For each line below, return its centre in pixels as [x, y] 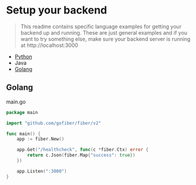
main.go [16, 102]
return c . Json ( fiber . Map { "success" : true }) [81, 155]
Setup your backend [57, 10]
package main [22, 112]
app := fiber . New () [41, 139]
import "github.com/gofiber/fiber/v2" [54, 123]
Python [23, 56]
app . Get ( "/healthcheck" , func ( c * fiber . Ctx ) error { [83, 150]
